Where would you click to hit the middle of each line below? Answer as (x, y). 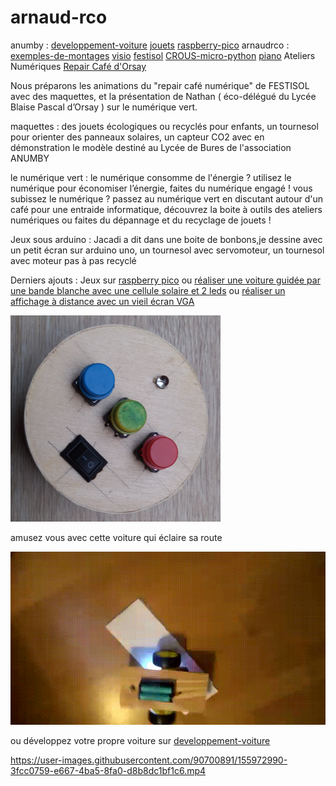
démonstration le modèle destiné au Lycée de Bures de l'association (151, 147)
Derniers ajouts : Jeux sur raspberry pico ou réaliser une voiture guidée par (165, 280)
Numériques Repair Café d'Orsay (78, 66)
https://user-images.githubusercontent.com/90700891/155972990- (149, 760)
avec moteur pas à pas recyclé (73, 260)
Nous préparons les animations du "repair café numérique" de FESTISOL (160, 85)
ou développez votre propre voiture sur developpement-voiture (140, 741)
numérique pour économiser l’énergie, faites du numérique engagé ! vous (161, 188)
